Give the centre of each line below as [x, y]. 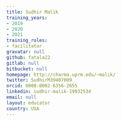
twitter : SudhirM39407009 [39, 80]
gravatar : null [26, 52]
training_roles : [27, 40]
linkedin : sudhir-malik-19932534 [49, 92]
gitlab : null [23, 63]
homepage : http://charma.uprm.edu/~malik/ [61, 75]
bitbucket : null [27, 69]
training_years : [27, 18]
